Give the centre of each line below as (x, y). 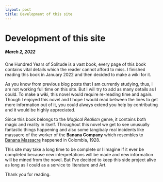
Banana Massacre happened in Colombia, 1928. (53, 140)
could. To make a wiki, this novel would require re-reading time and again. (79, 94)
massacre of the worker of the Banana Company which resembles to (74, 135)
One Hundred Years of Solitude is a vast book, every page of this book (76, 64)
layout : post (18, 9)
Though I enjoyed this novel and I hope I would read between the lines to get (81, 99)
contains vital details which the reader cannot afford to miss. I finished (75, 69)
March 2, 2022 (20, 52)
